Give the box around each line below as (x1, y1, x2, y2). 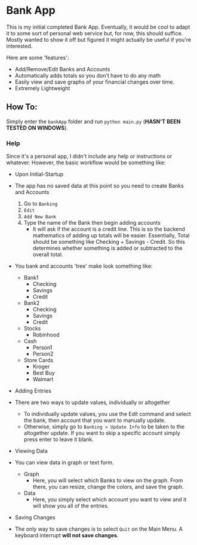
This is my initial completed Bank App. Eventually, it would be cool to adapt (6, 23, 190, 30)
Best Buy (32, 369, 55, 376)
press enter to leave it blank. (23, 436, 94, 443)
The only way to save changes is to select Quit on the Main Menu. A (14, 525, 183, 532)
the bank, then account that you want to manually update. (23, 417, 166, 424)
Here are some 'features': (6, 54, 69, 61)
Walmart (32, 376, 54, 383)
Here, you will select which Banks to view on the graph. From (32, 477, 183, 484)
